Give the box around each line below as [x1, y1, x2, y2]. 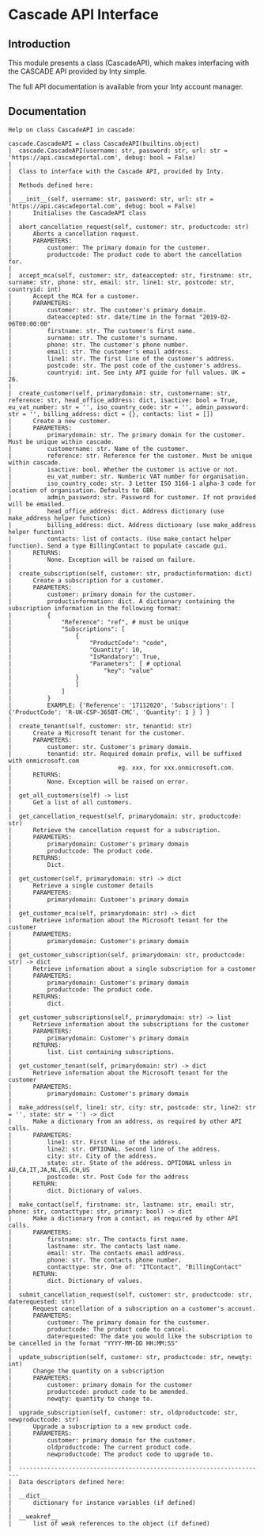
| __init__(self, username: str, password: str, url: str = [8, 195, 214, 203]
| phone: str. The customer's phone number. [8, 341, 190, 349]
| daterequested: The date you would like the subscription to [8, 1332, 253, 1340]
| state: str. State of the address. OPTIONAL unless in [8, 1159, 232, 1167]
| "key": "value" [8, 666, 154, 674]
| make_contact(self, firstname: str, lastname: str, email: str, [8, 1201, 236, 1209]
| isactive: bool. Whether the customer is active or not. [8, 465, 239, 473]
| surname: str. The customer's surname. [8, 334, 179, 342]
